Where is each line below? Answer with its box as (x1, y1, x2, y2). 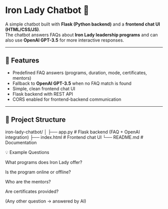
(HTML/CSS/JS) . (5, 26, 40, 32)
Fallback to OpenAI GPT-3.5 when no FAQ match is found (12, 80, 131, 86)
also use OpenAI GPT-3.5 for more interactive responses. (5, 37, 124, 43)
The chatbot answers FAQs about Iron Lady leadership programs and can (5, 32, 158, 38)
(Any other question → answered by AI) (5, 198, 86, 204)
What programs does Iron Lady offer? (5, 159, 82, 165)
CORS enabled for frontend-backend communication (12, 96, 121, 102)
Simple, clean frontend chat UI (12, 85, 75, 92)
